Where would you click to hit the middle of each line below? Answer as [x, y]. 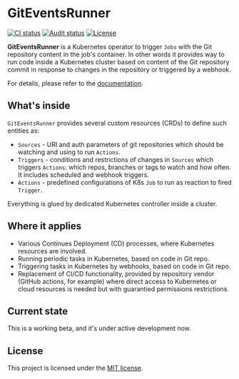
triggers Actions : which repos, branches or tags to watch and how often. [124, 167]
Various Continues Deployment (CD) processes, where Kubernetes [116, 243]
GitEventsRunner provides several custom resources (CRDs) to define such [117, 123]
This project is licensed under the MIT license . [75, 368]
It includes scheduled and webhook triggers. [83, 175]
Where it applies [45, 226]
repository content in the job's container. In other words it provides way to [116, 54]
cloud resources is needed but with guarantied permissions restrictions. [123, 289]
